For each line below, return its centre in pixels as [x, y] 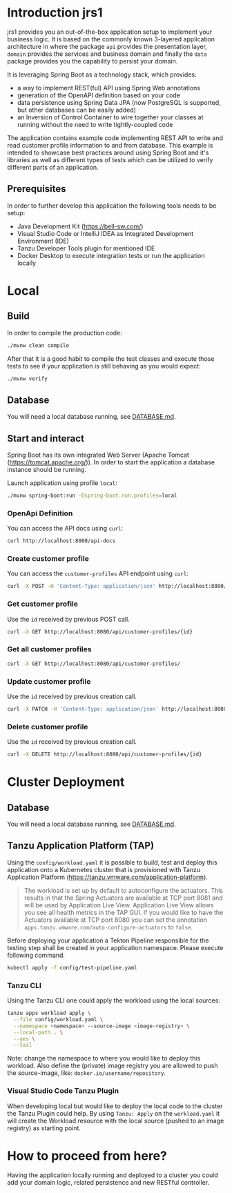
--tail [23, 1045]
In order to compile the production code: [65, 333]
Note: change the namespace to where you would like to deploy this [104, 1058]
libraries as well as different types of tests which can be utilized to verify [110, 159]
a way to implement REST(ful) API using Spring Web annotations [109, 88]
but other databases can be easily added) [77, 110]
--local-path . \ [38, 1032]
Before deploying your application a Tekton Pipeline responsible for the [108, 940]
